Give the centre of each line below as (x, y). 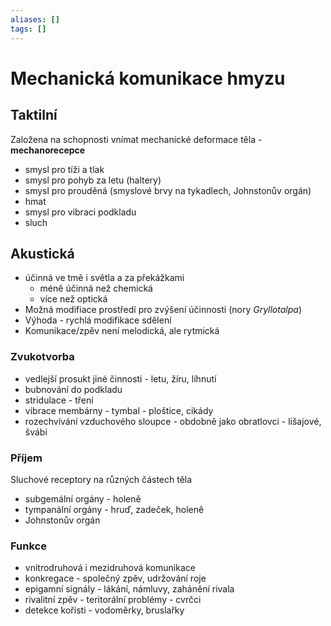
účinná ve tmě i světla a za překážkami (104, 278)
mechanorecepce (48, 150)
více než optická (73, 299)
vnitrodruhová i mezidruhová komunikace (110, 568)
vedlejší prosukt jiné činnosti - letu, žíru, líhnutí (120, 378)
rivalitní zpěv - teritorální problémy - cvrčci (113, 600)
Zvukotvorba (42, 357)
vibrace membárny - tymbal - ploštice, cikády (119, 410)
